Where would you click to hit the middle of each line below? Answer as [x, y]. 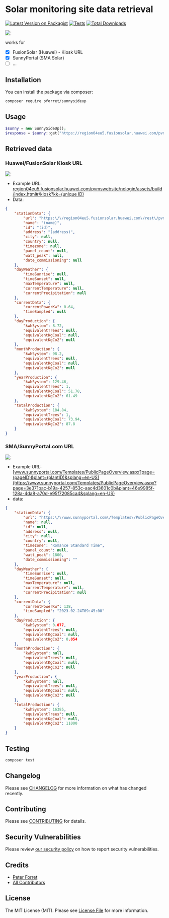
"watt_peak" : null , [44, 255]
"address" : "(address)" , [49, 232]
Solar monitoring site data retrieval [79, 9]
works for [15, 42]
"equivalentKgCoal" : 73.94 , [53, 419]
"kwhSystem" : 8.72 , [44, 326]
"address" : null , [41, 532]
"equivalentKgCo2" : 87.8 [49, 424]
